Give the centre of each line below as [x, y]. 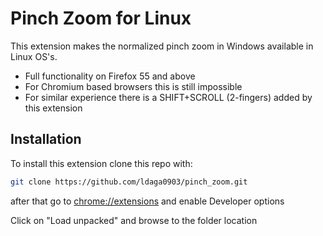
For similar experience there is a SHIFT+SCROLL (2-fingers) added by [168, 97]
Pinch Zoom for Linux [101, 18]
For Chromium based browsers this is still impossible [133, 86]
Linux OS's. [34, 56]
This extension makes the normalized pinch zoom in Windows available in [162, 46]
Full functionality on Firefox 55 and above [110, 76]
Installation [46, 139]
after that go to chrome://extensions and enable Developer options [147, 201]
